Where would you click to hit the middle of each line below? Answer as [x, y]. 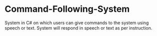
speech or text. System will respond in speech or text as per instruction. [78, 28]
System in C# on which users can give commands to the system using [77, 23]
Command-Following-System [67, 9]
